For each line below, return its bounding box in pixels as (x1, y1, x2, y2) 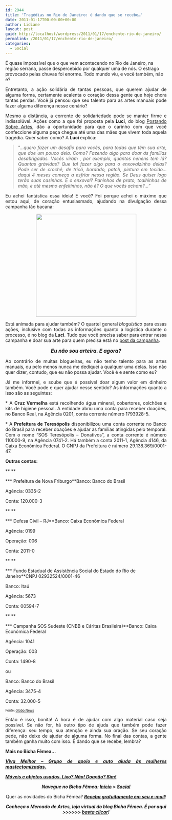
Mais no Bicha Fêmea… (5, 748, 56, 754)
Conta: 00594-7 (5, 603, 39, 609)
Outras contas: (5, 458, 38, 464)
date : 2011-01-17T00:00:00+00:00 (5, 17, 77, 22)
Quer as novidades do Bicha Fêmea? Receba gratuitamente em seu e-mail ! (6, 793, 166, 799)
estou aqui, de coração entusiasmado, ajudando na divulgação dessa (5, 198, 167, 204)
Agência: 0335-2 (5, 488, 41, 494)
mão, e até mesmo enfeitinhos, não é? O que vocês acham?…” (17, 183, 151, 189)
